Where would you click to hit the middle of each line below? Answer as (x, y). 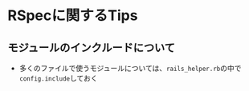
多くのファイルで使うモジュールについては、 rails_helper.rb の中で (130, 68)
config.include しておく (58, 78)
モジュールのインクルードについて (92, 47)
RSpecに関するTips (73, 16)
